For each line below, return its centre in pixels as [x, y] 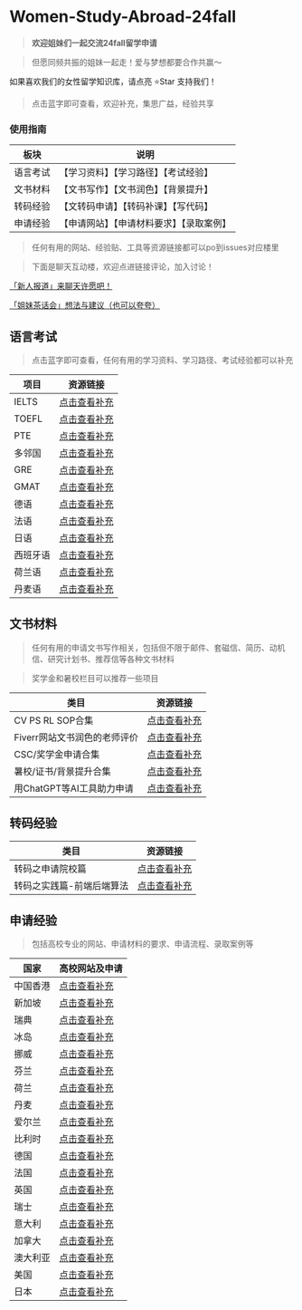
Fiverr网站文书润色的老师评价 [76, 737]
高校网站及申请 [91, 968]
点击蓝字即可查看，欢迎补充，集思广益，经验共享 [123, 103]
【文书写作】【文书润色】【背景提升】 [137, 189]
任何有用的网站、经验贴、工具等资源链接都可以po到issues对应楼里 [155, 247]
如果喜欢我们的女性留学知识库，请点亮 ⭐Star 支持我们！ [113, 81]
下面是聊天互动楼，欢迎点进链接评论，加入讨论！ [123, 267]
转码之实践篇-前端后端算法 [71, 885]
